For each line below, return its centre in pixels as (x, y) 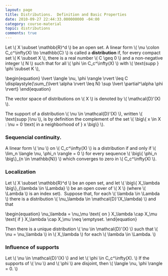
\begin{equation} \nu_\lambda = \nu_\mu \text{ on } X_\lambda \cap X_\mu (81, 214)
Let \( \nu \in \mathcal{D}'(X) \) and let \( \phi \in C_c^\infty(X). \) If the (77, 258)
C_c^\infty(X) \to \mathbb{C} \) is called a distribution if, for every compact (83, 53)
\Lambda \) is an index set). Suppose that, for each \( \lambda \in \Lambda (82, 193)
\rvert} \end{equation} (28, 89)
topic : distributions (28, 29)
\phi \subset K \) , (23, 69)
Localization (21, 172)
